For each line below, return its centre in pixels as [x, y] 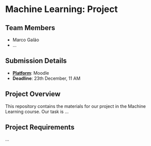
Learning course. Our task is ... [37, 111]
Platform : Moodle [31, 73]
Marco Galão [26, 40]
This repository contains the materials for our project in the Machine [75, 106]
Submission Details [36, 61]
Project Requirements [40, 127]
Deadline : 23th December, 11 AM [46, 78]
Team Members [30, 28]
